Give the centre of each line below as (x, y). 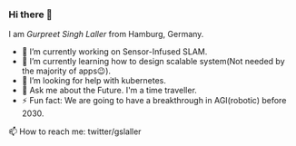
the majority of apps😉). (66, 71)
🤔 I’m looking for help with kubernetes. (94, 81)
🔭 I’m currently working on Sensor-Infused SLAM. (114, 52)
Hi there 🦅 (31, 15)
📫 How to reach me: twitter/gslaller (75, 131)
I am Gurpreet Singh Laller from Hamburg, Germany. (106, 34)
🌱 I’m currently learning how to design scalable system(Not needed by (153, 62)
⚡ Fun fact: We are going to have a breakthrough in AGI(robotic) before (154, 101)
